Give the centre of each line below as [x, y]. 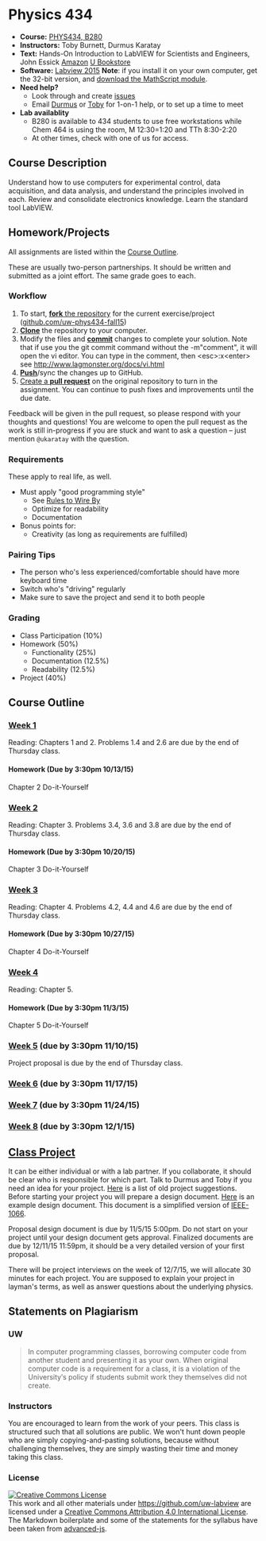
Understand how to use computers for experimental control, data [114, 182]
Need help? [39, 87]
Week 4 [23, 972]
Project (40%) [43, 677]
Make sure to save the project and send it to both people [112, 597]
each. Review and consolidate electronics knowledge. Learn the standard [128, 199]
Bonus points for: [48, 526]
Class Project [42, 1152]
